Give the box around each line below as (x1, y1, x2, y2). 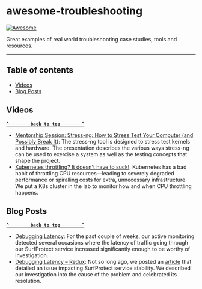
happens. (14, 189, 38, 196)
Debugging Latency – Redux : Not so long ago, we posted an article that (14, 258, 192, 266)
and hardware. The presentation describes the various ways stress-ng (14, 144, 189, 151)
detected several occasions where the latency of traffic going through (14, 239, 188, 246)
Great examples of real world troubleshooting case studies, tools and (6, 35, 177, 43)
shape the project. (14, 157, 61, 164)
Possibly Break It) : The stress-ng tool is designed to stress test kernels (14, 138, 191, 145)
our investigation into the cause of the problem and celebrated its (14, 271, 177, 278)
